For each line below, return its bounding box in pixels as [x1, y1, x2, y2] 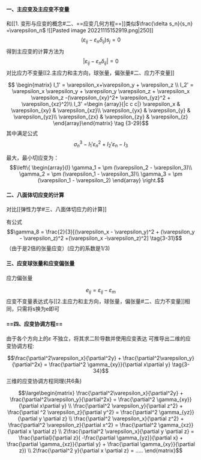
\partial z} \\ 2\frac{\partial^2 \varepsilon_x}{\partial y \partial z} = [32, 428, 195, 435]
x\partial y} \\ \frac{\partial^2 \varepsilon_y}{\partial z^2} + [40, 402, 183, 409]
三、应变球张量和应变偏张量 [6, 260, 75, 267]
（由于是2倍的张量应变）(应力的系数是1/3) [6, 245, 110, 252]
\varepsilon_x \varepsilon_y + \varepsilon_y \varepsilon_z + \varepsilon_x [11, 87, 190, 94]
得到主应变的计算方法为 [6, 48, 64, 55]
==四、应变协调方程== [6, 320, 63, 328]
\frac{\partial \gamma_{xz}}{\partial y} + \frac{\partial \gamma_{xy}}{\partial [7, 440, 195, 447]
